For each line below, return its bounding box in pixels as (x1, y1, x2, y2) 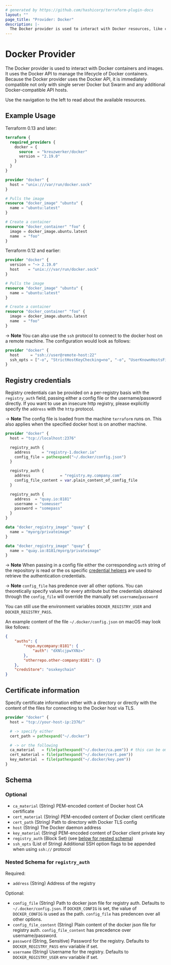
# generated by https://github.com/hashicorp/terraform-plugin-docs (5, 7, 154, 13)
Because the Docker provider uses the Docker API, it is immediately (5, 76, 147, 82)
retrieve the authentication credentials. (5, 573, 87, 579)
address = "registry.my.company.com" (14, 473, 122, 478)
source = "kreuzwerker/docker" (18, 149, 88, 154)
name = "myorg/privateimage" (10, 529, 72, 534)
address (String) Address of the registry (12, 880, 96, 886)
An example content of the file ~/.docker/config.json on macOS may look (5, 619, 161, 625)
